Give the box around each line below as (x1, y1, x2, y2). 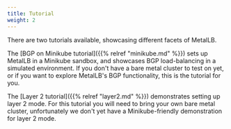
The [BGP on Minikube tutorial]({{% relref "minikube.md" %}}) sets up (7, 49, 209, 58)
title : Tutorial (7, 10, 54, 17)
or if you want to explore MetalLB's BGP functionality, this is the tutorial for (7, 71, 221, 80)
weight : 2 (7, 17, 36, 24)
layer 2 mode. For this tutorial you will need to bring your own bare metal (7, 99, 216, 108)
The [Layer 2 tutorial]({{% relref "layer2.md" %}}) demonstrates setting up (7, 92, 221, 101)
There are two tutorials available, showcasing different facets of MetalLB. (7, 35, 217, 44)
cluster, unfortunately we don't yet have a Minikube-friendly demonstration (7, 107, 223, 115)
